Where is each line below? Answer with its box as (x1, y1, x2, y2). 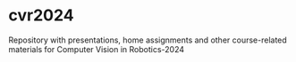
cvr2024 (8, 5, 74, 26)
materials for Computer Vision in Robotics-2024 (8, 43, 185, 54)
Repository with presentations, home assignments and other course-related (8, 35, 287, 45)
